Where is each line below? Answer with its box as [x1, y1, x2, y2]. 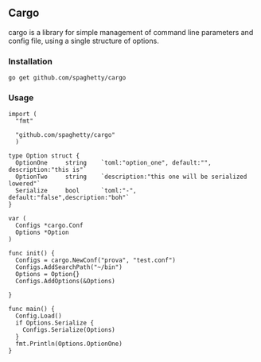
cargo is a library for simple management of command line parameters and [8, 27, 254, 37]
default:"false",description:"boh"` [8, 194, 130, 202]
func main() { [8, 306, 56, 313]
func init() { [8, 250, 56, 258]
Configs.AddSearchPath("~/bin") [15, 263, 123, 271]
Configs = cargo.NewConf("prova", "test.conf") [15, 256, 177, 265]
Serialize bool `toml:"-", [15, 187, 137, 195]
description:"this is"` [8, 166, 88, 174]
